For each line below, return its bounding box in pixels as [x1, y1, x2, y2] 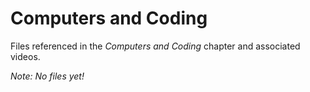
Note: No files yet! [10, 70, 85, 82]
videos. [10, 50, 41, 62]
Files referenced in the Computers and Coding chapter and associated [10, 40, 301, 52]
